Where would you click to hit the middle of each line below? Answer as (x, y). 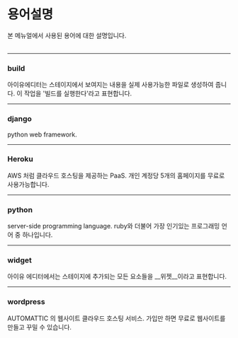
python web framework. (42, 134)
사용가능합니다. (28, 184)
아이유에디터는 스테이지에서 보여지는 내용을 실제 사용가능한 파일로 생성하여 (110, 85)
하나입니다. (38, 235)
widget (19, 260)
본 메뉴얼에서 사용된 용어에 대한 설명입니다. (67, 35)
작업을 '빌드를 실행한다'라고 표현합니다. (78, 93)
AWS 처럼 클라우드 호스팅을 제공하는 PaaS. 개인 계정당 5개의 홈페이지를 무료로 (116, 175)
